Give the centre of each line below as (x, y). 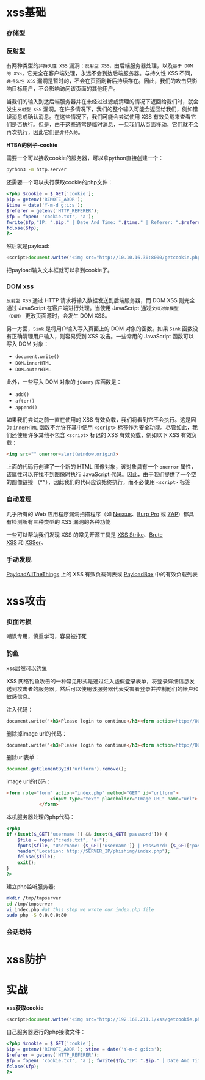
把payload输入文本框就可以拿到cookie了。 (59, 270)
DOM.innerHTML (33, 363)
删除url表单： (23, 758)
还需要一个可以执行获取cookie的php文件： (60, 182)
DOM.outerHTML (33, 370)
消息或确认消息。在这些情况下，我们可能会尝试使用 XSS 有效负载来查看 (101, 117)
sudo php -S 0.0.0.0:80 (37, 915)
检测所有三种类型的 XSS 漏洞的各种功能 (61, 521)
